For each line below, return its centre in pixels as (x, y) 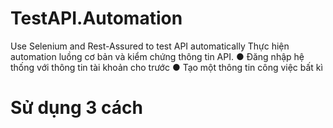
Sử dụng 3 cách (76, 108)
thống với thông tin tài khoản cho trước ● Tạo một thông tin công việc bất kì (166, 67)
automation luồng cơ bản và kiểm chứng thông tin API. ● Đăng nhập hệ (157, 56)
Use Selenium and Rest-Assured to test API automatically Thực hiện (150, 46)
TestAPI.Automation (96, 18)
